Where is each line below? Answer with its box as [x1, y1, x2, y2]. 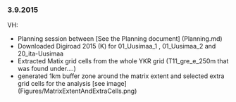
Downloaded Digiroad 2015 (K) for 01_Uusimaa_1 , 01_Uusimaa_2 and [17, 42, 216, 51]
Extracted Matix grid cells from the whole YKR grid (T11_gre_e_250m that [17, 57, 229, 65]
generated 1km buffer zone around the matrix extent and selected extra [17, 72, 225, 80]
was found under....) [17, 65, 76, 73]
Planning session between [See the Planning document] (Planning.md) [17, 34, 223, 43]
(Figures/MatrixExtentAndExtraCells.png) [17, 87, 137, 96]
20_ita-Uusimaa [17, 49, 64, 58]
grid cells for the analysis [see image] [17, 79, 127, 88]
